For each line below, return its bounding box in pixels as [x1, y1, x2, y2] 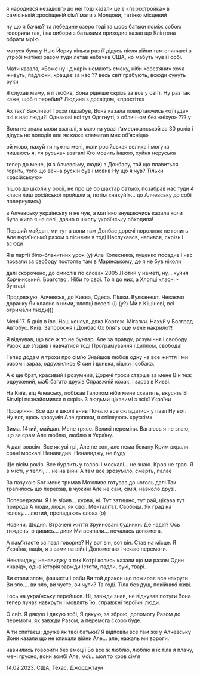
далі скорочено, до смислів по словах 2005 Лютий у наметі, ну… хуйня [6, 270, 189, 276]
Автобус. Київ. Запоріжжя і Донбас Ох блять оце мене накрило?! [6, 324, 173, 331]
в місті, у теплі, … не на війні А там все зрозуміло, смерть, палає [6, 468, 172, 474]
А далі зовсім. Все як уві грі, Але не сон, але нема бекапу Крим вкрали [6, 443, 189, 450]
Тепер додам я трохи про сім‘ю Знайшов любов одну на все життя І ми [6, 354, 189, 360]
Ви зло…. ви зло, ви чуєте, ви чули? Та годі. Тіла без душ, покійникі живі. [6, 581, 192, 588]
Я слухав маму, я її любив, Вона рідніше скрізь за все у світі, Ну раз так [6, 89, 190, 96]
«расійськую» [6, 174, 42, 181]
